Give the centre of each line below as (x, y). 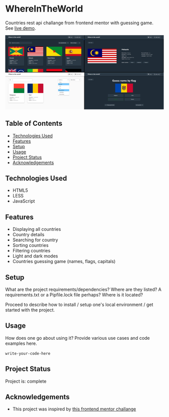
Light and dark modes (35, 256)
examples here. (21, 343)
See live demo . (21, 28)
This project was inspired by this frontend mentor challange (74, 409)
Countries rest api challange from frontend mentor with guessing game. (79, 23)
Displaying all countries (37, 229)
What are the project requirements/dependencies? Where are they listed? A (83, 289)
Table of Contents (34, 123)
